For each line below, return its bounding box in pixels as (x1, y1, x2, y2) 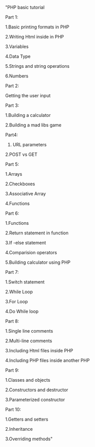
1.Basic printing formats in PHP (5, 24, 70, 30)
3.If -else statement (5, 240, 46, 246)
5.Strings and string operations (5, 63, 70, 69)
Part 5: (5, 161, 19, 167)
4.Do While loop (5, 308, 39, 314)
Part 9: (5, 367, 19, 373)
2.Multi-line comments (5, 338, 52, 344)
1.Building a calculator (5, 112, 51, 118)
